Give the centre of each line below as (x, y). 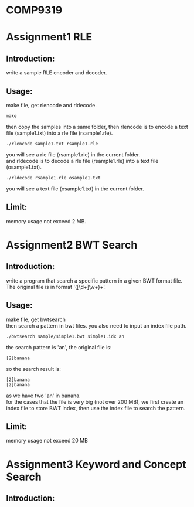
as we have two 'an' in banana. (43, 396)
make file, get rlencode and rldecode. (51, 105)
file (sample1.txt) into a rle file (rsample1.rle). (59, 133)
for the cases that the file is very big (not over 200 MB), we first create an (95, 401)
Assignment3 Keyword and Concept (96, 464)
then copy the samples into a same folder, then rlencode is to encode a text (97, 127)
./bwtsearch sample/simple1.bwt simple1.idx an (65, 336)
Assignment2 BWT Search (72, 245)
